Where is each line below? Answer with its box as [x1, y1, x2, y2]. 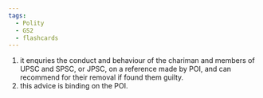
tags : [8, 11, 26, 20]
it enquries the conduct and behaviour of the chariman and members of [19, 56, 255, 65]
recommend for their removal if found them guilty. [19, 73, 184, 82]
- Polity [15, 19, 45, 27]
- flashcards [15, 33, 59, 42]
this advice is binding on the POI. [19, 81, 128, 91]
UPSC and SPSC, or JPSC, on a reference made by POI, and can [19, 65, 232, 74]
